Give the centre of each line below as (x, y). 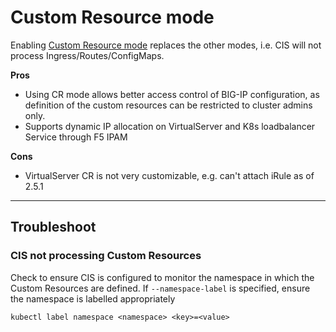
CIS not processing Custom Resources (106, 256)
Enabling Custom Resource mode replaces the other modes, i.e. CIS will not (166, 45)
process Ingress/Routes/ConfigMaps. (87, 55)
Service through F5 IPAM (76, 137)
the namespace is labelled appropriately (93, 298)
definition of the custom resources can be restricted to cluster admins (168, 105)
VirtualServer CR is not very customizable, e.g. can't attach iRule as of (169, 175)
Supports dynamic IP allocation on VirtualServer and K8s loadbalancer (170, 126)
